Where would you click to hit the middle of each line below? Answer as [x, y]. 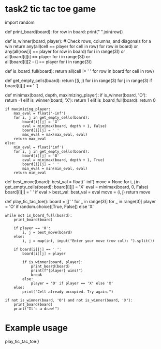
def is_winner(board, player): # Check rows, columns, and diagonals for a [78, 41]
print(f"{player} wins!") [57, 270]
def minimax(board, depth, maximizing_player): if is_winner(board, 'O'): [76, 95]
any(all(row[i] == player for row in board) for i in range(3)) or [65, 51]
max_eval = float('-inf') [40, 113]
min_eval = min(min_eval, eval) [55, 168]
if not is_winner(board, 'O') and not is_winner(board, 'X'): [69, 300]
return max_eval [30, 139]
